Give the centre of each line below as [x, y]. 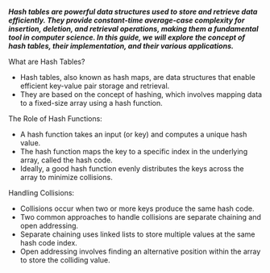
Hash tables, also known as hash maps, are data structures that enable [137, 77]
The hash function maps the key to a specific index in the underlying [134, 151]
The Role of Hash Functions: [55, 119]
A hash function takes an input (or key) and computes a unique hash [133, 134]
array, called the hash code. [66, 160]
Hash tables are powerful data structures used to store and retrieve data [133, 12]
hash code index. [49, 243]
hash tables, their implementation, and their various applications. [121, 46]
